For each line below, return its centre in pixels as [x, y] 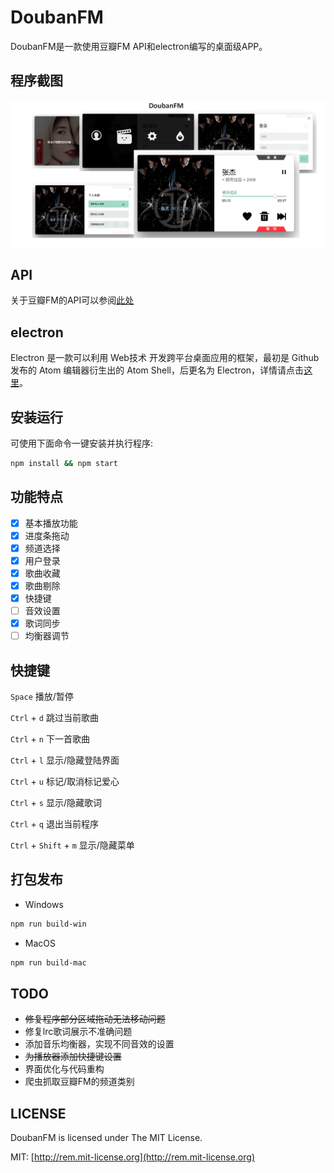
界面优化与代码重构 [64, 1069]
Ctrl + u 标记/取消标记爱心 [65, 782]
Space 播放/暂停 [42, 697]
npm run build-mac [48, 962]
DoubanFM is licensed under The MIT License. [106, 1138]
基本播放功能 [51, 523]
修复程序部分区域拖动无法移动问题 [95, 1019]
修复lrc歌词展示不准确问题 [78, 1032]
